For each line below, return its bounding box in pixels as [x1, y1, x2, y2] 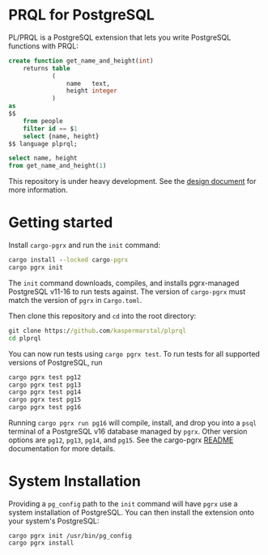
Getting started [8, 213, 113, 232]
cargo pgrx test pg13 [8, 381, 82, 389]
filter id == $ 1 [23, 124, 79, 133]
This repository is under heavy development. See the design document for [8, 177, 257, 186]
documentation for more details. [8, 444, 116, 453]
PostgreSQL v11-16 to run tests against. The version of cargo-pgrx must [8, 286, 246, 297]
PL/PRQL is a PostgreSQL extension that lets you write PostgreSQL [8, 32, 232, 42]
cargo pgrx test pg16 [8, 403, 82, 412]
